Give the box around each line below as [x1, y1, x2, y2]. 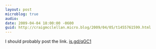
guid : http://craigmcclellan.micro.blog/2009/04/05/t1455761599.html [5, 25, 152, 30]
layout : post [5, 7, 32, 12]
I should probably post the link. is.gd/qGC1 [5, 38, 91, 44]
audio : [5, 16, 19, 21]
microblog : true [5, 12, 39, 16]
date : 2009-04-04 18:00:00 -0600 [5, 20, 74, 26]
